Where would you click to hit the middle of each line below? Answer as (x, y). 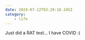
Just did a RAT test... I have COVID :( (43, 33)
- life (21, 19)
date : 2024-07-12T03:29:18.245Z (39, 10)
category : (15, 14)
